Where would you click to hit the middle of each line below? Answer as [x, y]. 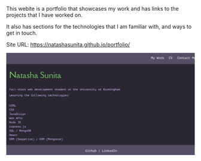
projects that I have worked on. [44, 15]
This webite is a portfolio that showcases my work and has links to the [93, 9]
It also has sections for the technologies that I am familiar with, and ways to [99, 27]
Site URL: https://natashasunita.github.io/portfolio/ [68, 45]
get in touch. [22, 33]
